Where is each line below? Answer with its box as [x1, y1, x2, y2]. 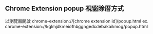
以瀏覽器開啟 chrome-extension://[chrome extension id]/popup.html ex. [5, 18, 149, 24]
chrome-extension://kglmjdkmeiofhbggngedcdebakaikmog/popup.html [5, 23, 148, 29]
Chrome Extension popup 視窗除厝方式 [5, 4, 124, 13]
